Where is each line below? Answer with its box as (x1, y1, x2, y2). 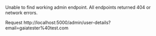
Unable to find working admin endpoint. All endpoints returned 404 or (5, 5, 151, 10)
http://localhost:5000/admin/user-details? (23, 20, 111, 25)
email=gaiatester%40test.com (5, 25, 68, 31)
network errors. (5, 10, 38, 16)
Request (5, 20, 23, 25)
